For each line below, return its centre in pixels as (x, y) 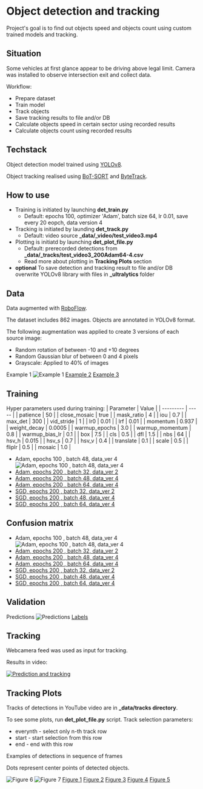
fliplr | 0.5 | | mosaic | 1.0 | (39, 447)
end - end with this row (44, 744)
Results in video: (27, 662)
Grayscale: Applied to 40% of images (62, 363)
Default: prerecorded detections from (71, 249)
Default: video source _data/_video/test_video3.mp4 (91, 236)
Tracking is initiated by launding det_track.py (72, 229)
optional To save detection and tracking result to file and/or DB (94, 268)
